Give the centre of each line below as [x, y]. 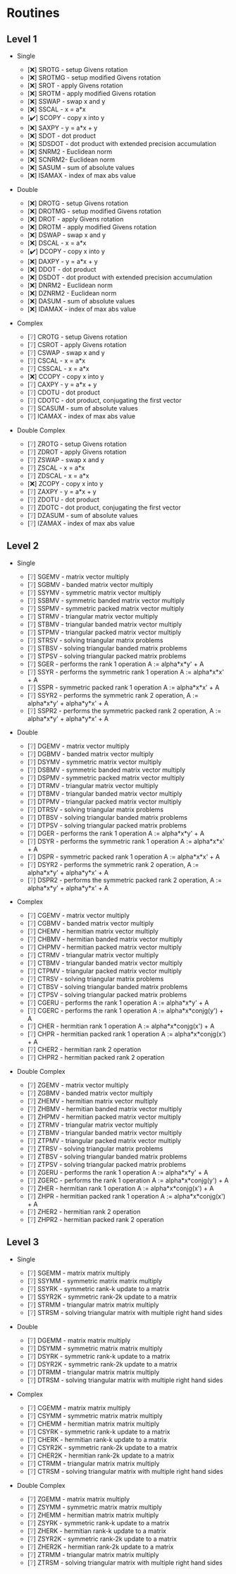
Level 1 [22, 39]
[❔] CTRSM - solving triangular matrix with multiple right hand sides [125, 1471]
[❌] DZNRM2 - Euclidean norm [72, 293]
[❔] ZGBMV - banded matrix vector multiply [90, 1093]
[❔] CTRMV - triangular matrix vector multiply [93, 955]
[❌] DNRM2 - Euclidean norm [70, 285]
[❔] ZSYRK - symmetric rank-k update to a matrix [98, 1522]
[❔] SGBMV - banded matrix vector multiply [90, 584]
